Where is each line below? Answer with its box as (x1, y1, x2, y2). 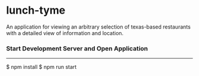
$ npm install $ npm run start (6, 64, 77, 71)
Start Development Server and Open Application (6, 44, 148, 52)
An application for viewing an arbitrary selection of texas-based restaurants (6, 23, 191, 30)
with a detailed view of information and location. (6, 29, 124, 36)
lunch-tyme (6, 4, 66, 17)
